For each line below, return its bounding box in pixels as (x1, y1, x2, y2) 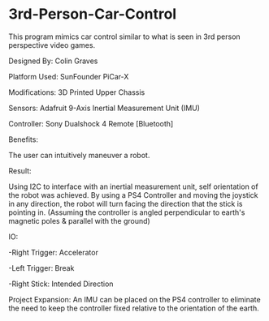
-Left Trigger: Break (8, 263, 75, 272)
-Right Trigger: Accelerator (8, 247, 99, 257)
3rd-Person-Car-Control (8, 5, 177, 24)
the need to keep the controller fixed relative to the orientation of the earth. (8, 303, 259, 313)
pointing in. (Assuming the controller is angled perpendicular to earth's (8, 208, 245, 217)
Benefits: (8, 135, 39, 144)
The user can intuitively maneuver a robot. (8, 150, 150, 160)
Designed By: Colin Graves (8, 56, 98, 66)
